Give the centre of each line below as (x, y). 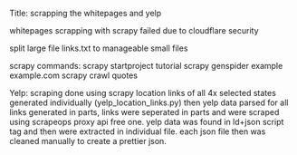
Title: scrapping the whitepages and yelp (86, 13)
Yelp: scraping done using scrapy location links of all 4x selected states (143, 93)
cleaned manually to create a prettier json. (88, 141)
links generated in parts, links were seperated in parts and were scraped (144, 112)
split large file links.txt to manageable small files (99, 48)
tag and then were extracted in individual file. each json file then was (138, 131)
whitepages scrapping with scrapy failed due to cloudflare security (134, 30)
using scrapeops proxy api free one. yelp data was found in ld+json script (147, 122)
